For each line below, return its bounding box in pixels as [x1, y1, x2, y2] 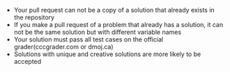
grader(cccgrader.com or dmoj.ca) [13, 43, 114, 51]
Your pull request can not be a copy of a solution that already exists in [13, 6, 215, 14]
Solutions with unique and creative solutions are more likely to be [13, 50, 201, 58]
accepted [13, 57, 42, 65]
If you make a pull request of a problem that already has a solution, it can [13, 21, 224, 28]
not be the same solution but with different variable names [13, 28, 182, 36]
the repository [13, 13, 54, 21]
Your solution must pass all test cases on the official [13, 35, 164, 44]
